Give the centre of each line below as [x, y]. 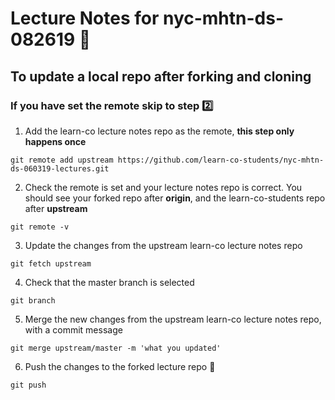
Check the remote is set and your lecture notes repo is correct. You [163, 187]
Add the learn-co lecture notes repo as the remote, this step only [159, 131]
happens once [55, 141]
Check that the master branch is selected [109, 282]
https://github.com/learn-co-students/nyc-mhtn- [221, 160]
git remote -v [40, 227]
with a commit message [73, 329]
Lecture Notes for [85, 18]
